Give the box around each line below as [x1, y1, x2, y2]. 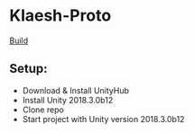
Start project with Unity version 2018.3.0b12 [22, 113, 185, 124]
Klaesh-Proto [9, 5, 112, 26]
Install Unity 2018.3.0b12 [22, 94, 114, 105]
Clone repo [22, 104, 65, 115]
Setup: [9, 61, 48, 76]
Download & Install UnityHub [22, 84, 129, 95]
